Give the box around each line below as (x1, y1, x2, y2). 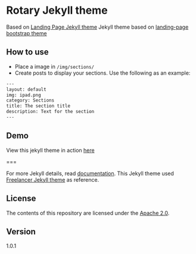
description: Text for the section (6, 109, 95, 115)
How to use (6, 47, 49, 57)
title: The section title (6, 103, 70, 109)
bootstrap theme (6, 29, 47, 36)
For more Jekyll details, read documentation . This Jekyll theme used (6, 170, 175, 177)
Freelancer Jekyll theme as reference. (6, 176, 99, 183)
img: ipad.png (6, 92, 42, 98)
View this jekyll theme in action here (6, 146, 95, 154)
